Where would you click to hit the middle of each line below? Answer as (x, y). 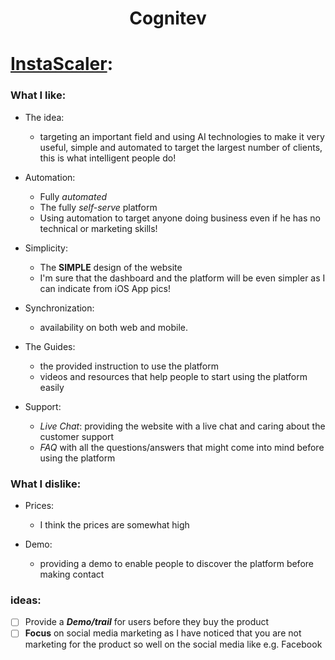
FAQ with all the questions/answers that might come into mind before (182, 447)
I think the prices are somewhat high (114, 524)
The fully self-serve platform (98, 207)
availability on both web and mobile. (114, 327)
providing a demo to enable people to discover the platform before (176, 563)
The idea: (44, 117)
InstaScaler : (61, 64)
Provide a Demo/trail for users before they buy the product (147, 622)
